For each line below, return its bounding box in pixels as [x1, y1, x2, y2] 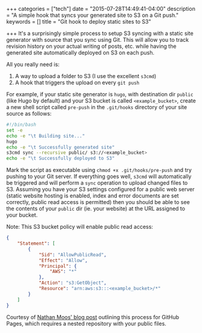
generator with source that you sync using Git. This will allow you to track [6, 36, 189, 43]
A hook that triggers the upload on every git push [15, 79, 140, 86]
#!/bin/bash [6, 122, 36, 128]
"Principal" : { [38, 263, 77, 269]
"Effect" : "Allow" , [38, 257, 88, 263]
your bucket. [6, 211, 38, 219]
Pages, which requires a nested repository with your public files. [6, 320, 166, 327]
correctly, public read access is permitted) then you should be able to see [6, 199, 191, 206]
